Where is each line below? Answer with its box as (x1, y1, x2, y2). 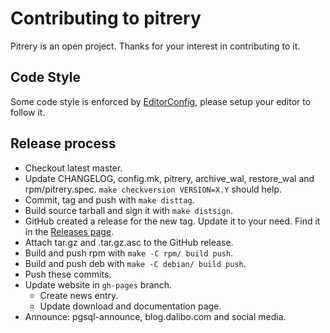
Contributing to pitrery (10, 7, 202, 30)
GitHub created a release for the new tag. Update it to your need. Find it (24, 215, 321, 227)
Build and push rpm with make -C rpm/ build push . (24, 247, 234, 259)
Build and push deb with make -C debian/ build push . (24, 257, 247, 269)
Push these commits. (24, 268, 112, 280)
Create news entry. (39, 289, 119, 301)
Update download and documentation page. (39, 300, 222, 312)
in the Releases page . (24, 225, 115, 237)
